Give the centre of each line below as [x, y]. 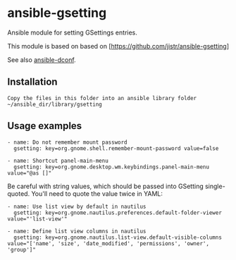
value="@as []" [30, 173]
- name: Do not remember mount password [68, 142]
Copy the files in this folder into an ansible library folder [102, 98]
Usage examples [45, 126]
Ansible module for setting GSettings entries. [72, 32]
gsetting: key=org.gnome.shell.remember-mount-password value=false [116, 148]
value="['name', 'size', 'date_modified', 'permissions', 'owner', [108, 243]
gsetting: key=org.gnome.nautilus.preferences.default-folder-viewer [118, 213]
